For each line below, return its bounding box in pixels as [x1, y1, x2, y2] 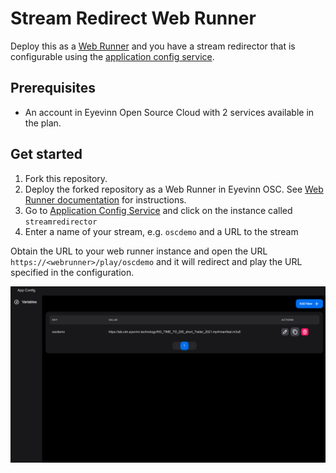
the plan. [24, 117, 62, 129]
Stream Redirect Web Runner [10, 7, 257, 30]
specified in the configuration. [10, 266, 135, 278]
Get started [10, 146, 83, 163]
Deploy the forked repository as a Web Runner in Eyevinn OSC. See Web [24, 183, 324, 195]
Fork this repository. [24, 172, 108, 184]
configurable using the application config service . [10, 50, 215, 62]
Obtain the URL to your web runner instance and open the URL [10, 245, 268, 257]
